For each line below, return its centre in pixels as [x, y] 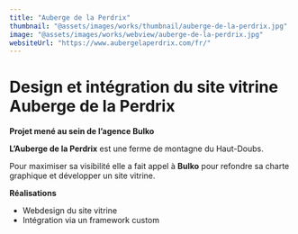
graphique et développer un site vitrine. [82, 175]
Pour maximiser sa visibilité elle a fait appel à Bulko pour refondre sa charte [149, 166]
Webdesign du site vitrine [70, 211]
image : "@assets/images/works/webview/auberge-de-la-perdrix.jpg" [136, 34]
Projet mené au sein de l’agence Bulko [82, 131]
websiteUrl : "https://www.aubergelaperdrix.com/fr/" [110, 43]
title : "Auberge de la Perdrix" [70, 18]
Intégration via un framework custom [91, 220]
